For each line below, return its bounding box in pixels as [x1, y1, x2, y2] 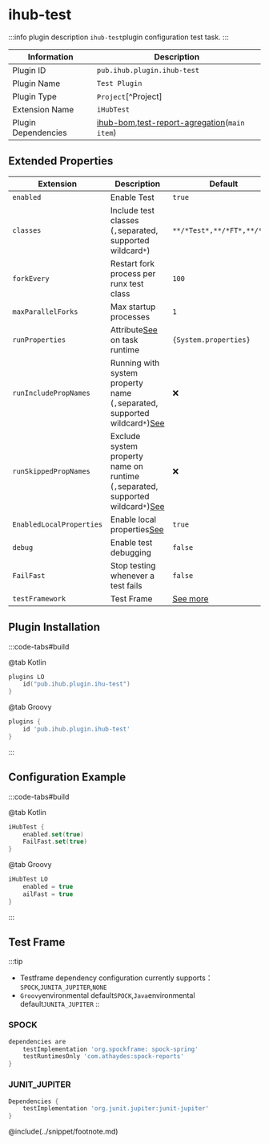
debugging [110, 547, 152, 558]
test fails [110, 580, 143, 591]
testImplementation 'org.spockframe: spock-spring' [22, 1045, 199, 1053]
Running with [110, 357, 160, 368]
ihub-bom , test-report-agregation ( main [96, 116, 246, 128]
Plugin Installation [8, 621, 101, 634]
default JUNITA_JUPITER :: [19, 999, 100, 1009]
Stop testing [110, 560, 156, 571]
